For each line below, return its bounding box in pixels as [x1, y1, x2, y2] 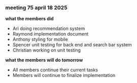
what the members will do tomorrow [5, 57, 83, 63]
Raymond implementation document [12, 31, 89, 37]
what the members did [5, 16, 54, 22]
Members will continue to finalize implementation [12, 72, 116, 78]
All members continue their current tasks [12, 67, 98, 73]
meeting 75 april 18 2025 [5, 4, 67, 11]
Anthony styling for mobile [12, 36, 68, 42]
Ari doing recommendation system [12, 25, 85, 32]
